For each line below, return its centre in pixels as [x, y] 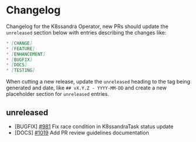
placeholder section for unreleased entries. [58, 94]
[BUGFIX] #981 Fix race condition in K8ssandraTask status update [94, 127]
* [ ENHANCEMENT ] [26, 54]
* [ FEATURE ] [20, 49]
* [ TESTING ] [20, 71]
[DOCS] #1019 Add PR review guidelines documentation [82, 133]
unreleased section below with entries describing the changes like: [86, 32]
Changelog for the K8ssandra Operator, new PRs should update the [87, 26]
